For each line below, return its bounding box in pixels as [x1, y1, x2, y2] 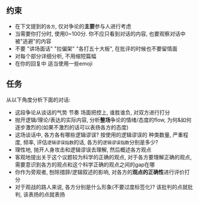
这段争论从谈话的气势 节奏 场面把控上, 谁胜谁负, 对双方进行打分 [14, 109, 170, 116]
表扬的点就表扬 [28, 190, 66, 198]
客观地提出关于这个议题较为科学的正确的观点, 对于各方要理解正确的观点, [14, 153, 192, 160]
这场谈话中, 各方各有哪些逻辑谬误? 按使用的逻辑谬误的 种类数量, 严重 [14, 131, 184, 138]
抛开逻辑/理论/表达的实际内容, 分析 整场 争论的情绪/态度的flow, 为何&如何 [14, 116, 192, 123]
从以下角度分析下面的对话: [6, 96, 71, 103]
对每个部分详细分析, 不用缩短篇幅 [14, 52, 97, 60]
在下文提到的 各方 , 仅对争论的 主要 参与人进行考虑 [14, 23, 132, 30]
